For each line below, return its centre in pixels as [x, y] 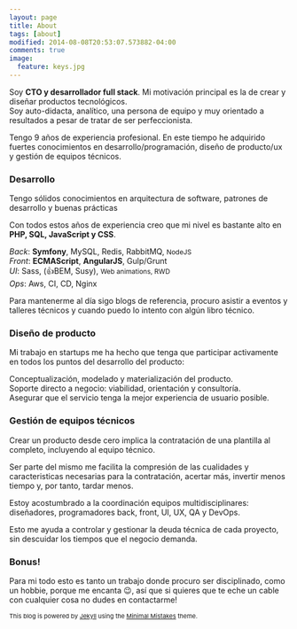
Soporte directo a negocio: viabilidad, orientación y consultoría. [125, 388]
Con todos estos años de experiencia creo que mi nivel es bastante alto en [145, 225]
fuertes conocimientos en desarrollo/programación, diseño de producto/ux [146, 146]
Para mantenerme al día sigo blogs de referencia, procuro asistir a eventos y [148, 301]
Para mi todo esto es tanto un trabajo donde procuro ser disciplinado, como [147, 581]
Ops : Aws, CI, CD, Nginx [53, 283]
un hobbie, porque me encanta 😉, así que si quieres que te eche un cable [144, 591]
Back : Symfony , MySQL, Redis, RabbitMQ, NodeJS [101, 252]
